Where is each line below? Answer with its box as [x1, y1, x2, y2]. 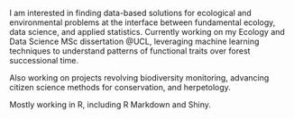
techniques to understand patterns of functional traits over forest [9, 46, 251, 56]
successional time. [9, 55, 79, 65]
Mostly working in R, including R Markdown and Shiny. [9, 99, 212, 110]
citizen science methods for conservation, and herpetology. [9, 82, 232, 92]
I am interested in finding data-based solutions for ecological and [9, 8, 253, 18]
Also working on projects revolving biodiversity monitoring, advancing [9, 72, 270, 83]
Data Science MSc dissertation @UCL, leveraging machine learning [9, 36, 260, 47]
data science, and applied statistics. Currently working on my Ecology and [9, 27, 286, 37]
